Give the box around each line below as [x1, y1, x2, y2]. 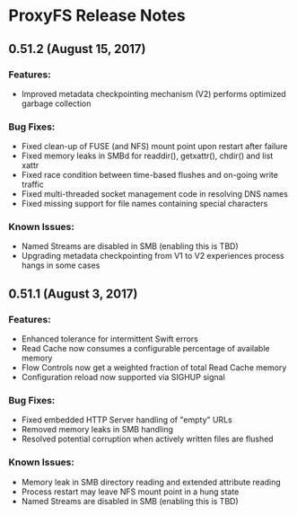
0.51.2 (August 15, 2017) [8, 41, 146, 57]
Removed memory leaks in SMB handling [21, 424, 174, 435]
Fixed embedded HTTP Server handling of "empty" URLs [21, 414, 232, 425]
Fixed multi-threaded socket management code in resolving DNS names [21, 189, 289, 200]
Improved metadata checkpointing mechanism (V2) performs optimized [21, 88, 286, 99]
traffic [21, 179, 44, 190]
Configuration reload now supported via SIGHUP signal [21, 372, 225, 383]
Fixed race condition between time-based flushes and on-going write [21, 170, 279, 181]
